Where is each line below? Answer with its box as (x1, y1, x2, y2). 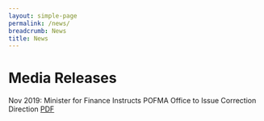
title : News (8, 34, 48, 43)
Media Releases (8, 69, 117, 87)
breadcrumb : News (8, 27, 67, 35)
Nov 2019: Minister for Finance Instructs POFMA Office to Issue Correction (8, 96, 257, 106)
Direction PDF (8, 104, 55, 114)
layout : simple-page (8, 11, 78, 20)
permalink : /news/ (8, 19, 70, 27)
